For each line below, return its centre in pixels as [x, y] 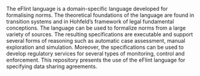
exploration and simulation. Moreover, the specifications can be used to [95, 47]
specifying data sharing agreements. [52, 66]
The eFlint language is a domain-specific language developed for [87, 9]
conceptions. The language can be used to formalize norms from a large [96, 28]
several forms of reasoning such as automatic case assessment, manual [96, 41]
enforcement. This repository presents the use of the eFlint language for [96, 60]
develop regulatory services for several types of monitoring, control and [95, 53]
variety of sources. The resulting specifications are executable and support [100, 34]
